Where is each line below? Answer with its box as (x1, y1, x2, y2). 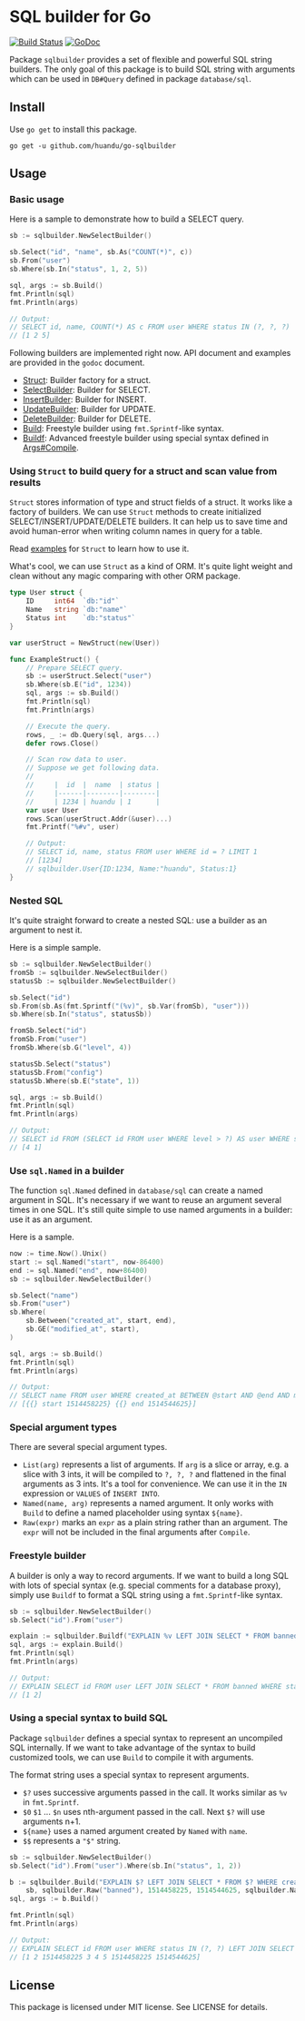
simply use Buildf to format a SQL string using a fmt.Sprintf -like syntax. (9, 1589, 283, 1600)
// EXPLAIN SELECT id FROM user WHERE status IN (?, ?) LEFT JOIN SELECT (9, 1944, 295, 1953)
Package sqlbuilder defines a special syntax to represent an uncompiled (9, 1732, 283, 1743)
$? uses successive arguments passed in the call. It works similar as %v (22, 1787, 288, 1798)
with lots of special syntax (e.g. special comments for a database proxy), (9, 1580, 281, 1591)
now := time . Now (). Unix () (9, 1249, 107, 1258)
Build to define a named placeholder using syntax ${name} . (22, 1507, 243, 1518)
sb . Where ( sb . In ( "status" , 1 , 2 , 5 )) (9, 265, 148, 274)
